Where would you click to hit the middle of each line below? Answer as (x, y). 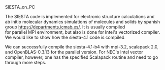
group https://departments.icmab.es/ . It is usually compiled (65, 27)
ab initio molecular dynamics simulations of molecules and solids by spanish (82, 22)
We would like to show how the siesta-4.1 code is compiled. (65, 37)
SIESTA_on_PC (20, 7)
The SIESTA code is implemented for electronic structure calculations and (80, 16)
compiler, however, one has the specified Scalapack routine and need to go (82, 57)
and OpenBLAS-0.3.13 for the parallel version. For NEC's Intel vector (74, 52)
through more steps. (26, 62)
